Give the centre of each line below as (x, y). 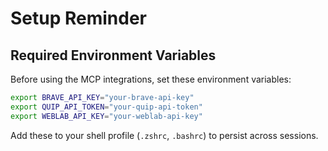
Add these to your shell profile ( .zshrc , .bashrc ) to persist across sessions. (164, 135)
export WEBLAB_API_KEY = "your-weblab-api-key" (106, 116)
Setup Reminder (79, 18)
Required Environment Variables (113, 55)
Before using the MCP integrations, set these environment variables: (151, 79)
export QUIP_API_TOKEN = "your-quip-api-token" (106, 107)
